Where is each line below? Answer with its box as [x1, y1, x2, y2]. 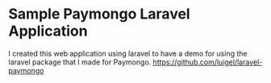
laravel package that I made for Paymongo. [8, 57, 152, 67]
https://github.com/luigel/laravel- [152, 57, 263, 67]
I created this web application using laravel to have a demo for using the [8, 48, 248, 58]
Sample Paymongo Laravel [8, 5, 191, 23]
